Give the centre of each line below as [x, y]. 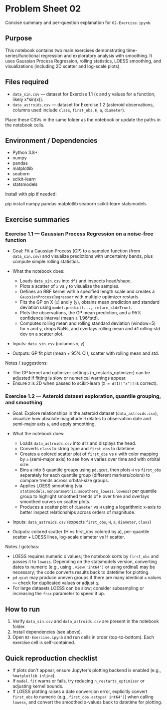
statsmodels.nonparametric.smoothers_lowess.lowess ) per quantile [88, 491]
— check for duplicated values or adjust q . [56, 583]
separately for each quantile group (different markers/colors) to [85, 475]
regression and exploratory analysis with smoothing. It [96, 55]
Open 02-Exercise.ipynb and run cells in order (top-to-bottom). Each [83, 637]
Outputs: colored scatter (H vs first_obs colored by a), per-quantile [81, 532]
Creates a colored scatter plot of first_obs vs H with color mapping [89, 454]
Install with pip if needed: [31, 194]
